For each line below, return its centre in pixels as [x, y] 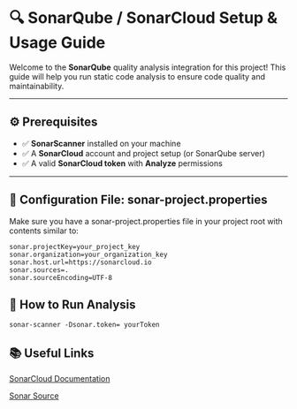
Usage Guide [57, 43]
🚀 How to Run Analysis [72, 304]
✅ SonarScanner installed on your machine [101, 143]
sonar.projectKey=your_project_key [75, 246]
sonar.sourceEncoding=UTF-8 [61, 277]
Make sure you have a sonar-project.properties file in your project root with [146, 221]
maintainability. [37, 86]
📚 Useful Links [52, 353]
